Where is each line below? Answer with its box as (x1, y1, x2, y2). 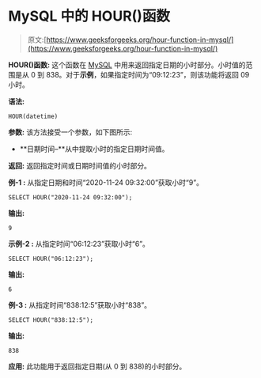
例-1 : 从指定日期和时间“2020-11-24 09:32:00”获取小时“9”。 (8, 177, 204, 187)
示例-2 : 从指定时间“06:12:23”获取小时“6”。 (8, 239, 150, 248)
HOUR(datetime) (8, 112, 59, 120)
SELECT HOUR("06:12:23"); (8, 255, 93, 263)
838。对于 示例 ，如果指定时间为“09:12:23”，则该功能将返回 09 (46, 70, 250, 79)
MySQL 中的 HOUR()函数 (8, 7, 170, 25)
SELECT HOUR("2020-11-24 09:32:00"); (8, 193, 133, 202)
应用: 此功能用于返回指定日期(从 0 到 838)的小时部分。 (8, 361, 187, 371)
